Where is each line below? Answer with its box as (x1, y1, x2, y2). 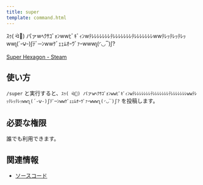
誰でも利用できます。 (6, 135, 60, 142)
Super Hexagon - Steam (6, 53, 67, 60)
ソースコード (15, 172, 48, 179)
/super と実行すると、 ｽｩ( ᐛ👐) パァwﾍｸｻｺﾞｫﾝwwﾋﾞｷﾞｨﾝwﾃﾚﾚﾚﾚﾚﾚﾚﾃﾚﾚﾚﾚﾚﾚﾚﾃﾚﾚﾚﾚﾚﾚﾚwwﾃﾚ (6, 90, 197, 97)
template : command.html (6, 15, 67, 21)
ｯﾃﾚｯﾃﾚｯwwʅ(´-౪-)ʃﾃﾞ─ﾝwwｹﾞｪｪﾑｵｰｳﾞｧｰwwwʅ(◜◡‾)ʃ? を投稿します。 (6, 97, 158, 104)
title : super (6, 9, 40, 15)
